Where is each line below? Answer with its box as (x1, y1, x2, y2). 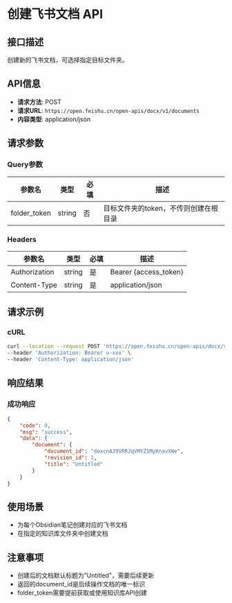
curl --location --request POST (7, 343, 100, 350)
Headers (7, 235, 37, 245)
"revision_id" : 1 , (43, 455, 97, 462)
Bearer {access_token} (110, 267, 184, 277)
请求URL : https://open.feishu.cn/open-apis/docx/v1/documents (17, 106, 200, 114)
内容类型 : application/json (17, 115, 91, 123)
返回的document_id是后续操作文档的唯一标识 (17, 580, 146, 588)
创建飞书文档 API (7, 6, 104, 22)
